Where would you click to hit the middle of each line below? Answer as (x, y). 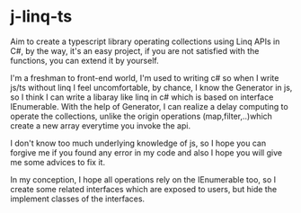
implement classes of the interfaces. (78, 199)
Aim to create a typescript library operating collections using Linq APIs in (145, 41)
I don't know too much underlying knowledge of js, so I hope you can (138, 143)
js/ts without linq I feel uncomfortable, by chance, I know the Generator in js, (151, 87)
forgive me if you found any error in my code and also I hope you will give (146, 152)
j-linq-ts (41, 17)
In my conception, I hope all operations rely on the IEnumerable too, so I (143, 179)
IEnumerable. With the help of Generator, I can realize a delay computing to (149, 106)
